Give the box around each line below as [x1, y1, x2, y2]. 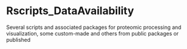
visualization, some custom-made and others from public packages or [6, 30, 179, 37]
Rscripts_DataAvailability [6, 4, 134, 18]
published [6, 36, 31, 43]
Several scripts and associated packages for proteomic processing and [6, 24, 182, 31]
